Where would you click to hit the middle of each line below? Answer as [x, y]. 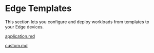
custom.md [16, 45]
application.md [20, 36]
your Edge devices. [24, 26]
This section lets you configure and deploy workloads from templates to [77, 22]
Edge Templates [38, 8]
